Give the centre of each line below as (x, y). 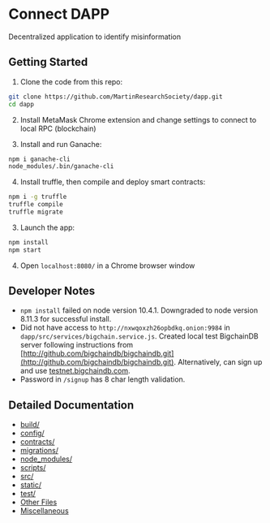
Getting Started (48, 62)
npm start (25, 250)
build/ (30, 425)
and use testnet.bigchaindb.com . (75, 371)
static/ (31, 485)
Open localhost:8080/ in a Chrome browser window (107, 266)
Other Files (39, 502)
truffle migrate (36, 212)
